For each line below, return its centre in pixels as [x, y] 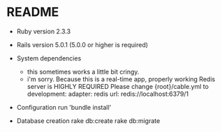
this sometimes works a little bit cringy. [83, 72]
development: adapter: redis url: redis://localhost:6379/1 [108, 94]
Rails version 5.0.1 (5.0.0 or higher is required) [82, 44]
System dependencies [49, 58]
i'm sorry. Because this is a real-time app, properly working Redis [121, 79]
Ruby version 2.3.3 [44, 31]
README [33, 12]
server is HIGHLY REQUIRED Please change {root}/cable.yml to [118, 86]
